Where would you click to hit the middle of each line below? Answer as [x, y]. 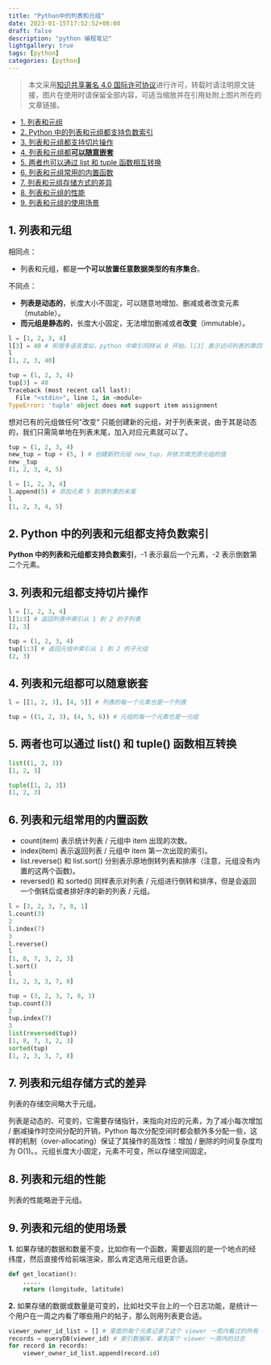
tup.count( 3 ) [30, 1003]
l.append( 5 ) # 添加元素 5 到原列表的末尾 [72, 491]
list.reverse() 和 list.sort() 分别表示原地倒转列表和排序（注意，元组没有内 [140, 861]
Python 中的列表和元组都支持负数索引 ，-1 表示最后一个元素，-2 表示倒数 [129, 555]
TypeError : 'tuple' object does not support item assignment [113, 405]
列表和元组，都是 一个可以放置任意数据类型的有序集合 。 [112, 268]
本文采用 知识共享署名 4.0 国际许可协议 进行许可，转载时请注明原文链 [142, 85]
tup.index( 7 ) [30, 1018]
